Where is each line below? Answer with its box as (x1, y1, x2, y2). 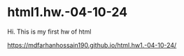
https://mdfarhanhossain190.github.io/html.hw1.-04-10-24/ (7, 41, 177, 49)
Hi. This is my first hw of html (7, 27, 92, 36)
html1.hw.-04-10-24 (7, 4, 128, 20)
